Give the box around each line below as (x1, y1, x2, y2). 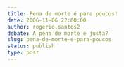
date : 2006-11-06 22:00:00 (7, 17, 87, 24)
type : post (7, 50, 39, 57)
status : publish (7, 43, 55, 50)
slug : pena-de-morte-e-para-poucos (7, 36, 112, 43)
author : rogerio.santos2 (7, 23, 80, 30)
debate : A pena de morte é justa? (7, 29, 109, 37)
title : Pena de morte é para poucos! (7, 10, 118, 17)
